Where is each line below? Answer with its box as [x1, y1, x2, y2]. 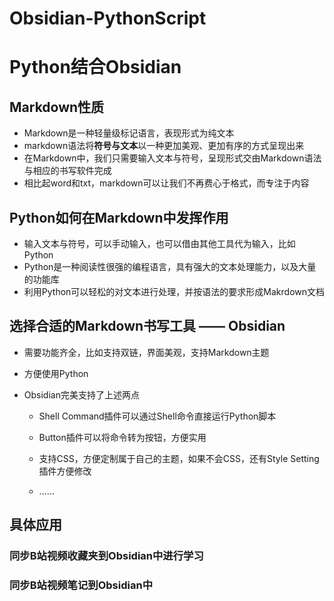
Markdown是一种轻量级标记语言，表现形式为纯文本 [23, 127, 235, 139]
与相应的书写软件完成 [23, 165, 112, 177]
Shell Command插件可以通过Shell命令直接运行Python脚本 [38, 410, 277, 422]
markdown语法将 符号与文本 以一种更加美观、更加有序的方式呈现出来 [23, 140, 305, 152]
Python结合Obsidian [9, 56, 182, 79]
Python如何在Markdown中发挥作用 [9, 209, 229, 226]
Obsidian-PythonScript [9, 7, 207, 30]
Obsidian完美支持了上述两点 [23, 388, 140, 401]
